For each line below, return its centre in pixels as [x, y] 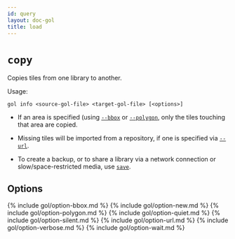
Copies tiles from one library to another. [65, 78]
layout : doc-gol [31, 20]
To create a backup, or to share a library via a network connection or [116, 159]
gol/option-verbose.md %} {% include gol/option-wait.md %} [96, 228]
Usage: [18, 92]
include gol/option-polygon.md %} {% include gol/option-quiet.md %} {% [114, 213]
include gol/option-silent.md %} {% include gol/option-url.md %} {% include [118, 220]
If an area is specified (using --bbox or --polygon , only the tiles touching [121, 117]
